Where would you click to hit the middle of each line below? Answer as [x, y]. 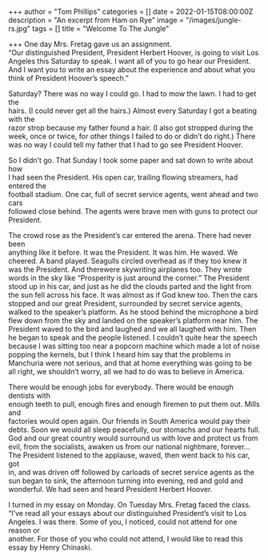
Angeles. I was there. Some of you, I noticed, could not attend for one [123, 522]
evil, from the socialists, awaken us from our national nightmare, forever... [129, 447]
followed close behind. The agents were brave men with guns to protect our [133, 211]
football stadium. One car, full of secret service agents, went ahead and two [133, 194]
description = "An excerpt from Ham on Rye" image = [96, 20]
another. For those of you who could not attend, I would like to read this [126, 539]
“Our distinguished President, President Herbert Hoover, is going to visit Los [134, 52]
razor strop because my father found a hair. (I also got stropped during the [131, 128]
